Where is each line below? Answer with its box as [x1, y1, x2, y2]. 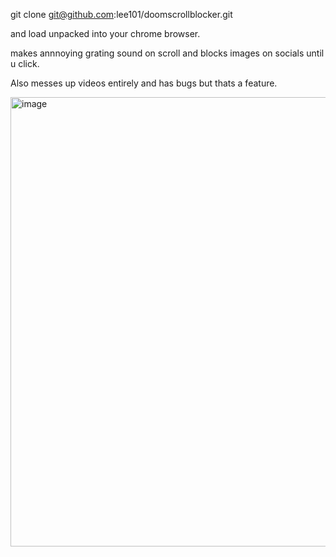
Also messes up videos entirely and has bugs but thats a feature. [10, 77, 278, 89]
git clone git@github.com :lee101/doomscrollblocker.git [10, 9, 233, 20]
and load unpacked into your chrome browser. [10, 28, 201, 39]
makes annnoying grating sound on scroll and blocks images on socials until [10, 47, 325, 59]
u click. [10, 58, 40, 69]
